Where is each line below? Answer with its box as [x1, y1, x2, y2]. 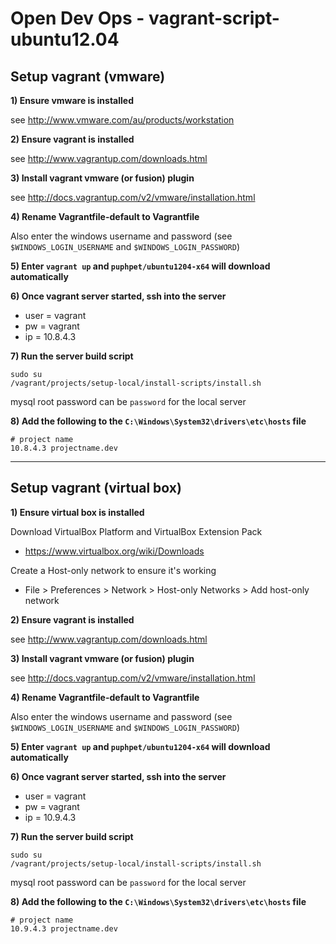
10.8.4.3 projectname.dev [10, 443, 118, 453]
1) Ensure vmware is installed [10, 95, 134, 106]
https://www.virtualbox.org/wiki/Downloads [24, 545, 205, 557]
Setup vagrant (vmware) [10, 68, 166, 85]
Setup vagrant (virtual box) [10, 480, 182, 497]
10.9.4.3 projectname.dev [10, 923, 118, 934]
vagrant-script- [148, 7, 280, 30]
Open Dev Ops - [10, 7, 145, 30]
